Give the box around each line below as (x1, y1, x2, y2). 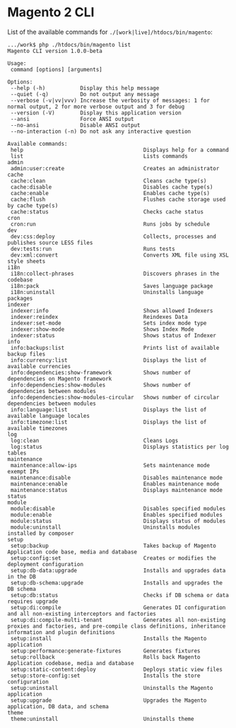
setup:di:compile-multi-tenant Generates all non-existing (10, 616, 226, 623)
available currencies (7, 363, 71, 370)
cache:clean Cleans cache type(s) (10, 177, 207, 184)
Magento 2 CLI (7, 4, 95, 20)
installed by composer (7, 529, 74, 537)
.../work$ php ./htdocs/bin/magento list (7, 41, 131, 48)
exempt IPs (7, 468, 40, 475)
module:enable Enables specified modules (10, 511, 223, 518)
